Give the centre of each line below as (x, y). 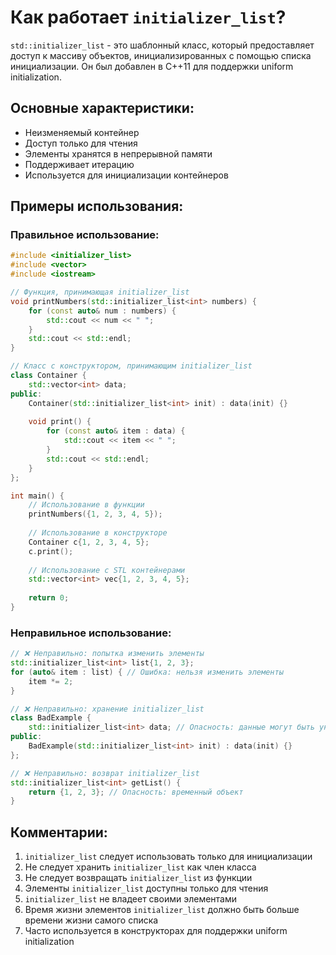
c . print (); (51, 551)
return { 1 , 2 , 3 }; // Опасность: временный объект (136, 792)
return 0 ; (49, 598)
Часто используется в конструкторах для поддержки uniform (156, 931)
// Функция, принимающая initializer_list (100, 292)
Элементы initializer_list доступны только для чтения (146, 888)
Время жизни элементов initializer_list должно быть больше (162, 910)
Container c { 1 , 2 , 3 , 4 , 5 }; (89, 542)
